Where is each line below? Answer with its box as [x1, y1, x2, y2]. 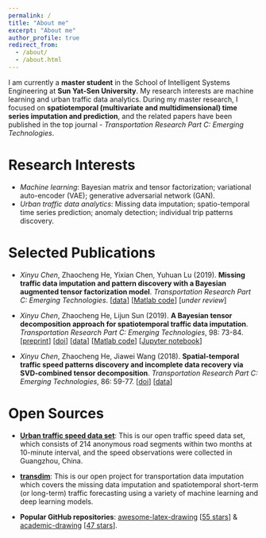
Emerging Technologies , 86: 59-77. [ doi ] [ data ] [19, 376, 173, 386]
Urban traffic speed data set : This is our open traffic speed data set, [19, 430, 245, 440]
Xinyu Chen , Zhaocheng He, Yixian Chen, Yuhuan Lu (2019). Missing [19, 270, 246, 279]
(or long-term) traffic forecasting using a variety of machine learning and [19, 488, 259, 498]
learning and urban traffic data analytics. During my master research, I [8, 94, 238, 104]
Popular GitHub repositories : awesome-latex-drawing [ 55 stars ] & [19, 512, 238, 521]
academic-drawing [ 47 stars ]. [19, 521, 118, 530]
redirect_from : [8, 41, 59, 49]
